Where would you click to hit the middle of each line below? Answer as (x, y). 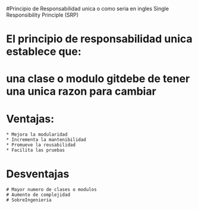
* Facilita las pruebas (36, 150)
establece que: (44, 52)
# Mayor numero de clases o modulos (51, 190)
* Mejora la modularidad (37, 135)
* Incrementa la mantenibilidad (46, 140)
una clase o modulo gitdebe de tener (98, 79)
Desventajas (38, 174)
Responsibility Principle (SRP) (43, 15)
